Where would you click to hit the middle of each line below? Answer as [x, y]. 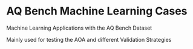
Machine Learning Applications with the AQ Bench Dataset [79, 28]
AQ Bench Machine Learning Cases [97, 11]
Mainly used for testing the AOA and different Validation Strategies [89, 39]
